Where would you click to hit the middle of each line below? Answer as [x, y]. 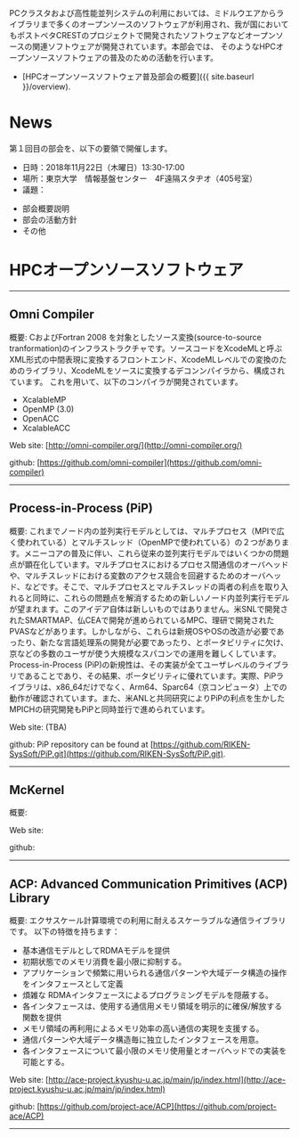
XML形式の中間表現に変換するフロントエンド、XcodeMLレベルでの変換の [144, 359]
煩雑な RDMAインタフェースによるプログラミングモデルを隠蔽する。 [148, 995]
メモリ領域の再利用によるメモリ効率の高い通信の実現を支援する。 [143, 1028]
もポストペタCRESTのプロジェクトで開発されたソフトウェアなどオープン [142, 35]
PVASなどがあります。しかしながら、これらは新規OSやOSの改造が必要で [143, 631]
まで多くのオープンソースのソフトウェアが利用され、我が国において [164, 24]
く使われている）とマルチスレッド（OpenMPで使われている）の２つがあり [145, 542]
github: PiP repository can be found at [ [81, 744]
